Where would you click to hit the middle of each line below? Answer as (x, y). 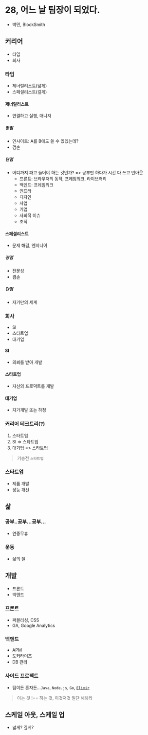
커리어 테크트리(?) (25, 424)
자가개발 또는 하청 (29, 410)
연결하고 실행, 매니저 (32, 116)
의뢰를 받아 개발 (27, 362)
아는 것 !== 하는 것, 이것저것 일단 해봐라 (55, 698)
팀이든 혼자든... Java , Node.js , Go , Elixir (51, 688)
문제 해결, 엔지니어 (30, 246)
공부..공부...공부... (26, 522)
